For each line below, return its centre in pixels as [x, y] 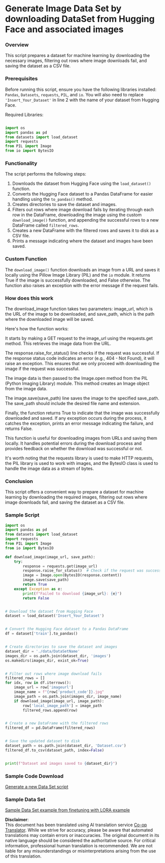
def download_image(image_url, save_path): [50, 557]
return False [36, 598]
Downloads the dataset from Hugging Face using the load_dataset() [82, 184]
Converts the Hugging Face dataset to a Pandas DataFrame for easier [82, 194]
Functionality [21, 163]
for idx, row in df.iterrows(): [38, 683]
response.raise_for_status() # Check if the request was [83, 571]
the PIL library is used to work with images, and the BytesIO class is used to [82, 463]
